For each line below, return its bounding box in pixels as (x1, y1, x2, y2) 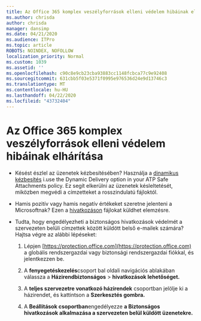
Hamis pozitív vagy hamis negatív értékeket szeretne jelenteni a (14, 200, 172, 207)
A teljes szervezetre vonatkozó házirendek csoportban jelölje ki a (23, 284, 188, 292)
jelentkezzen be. (23, 255, 65, 262)
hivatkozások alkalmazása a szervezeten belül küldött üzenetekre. (23, 309, 193, 316)
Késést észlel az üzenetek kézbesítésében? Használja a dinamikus (14, 169, 179, 176)
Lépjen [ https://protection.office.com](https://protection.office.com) (23, 242, 191, 250)
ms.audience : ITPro (6, 37, 55, 43)
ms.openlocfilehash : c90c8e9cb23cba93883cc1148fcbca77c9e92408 (6, 70, 167, 76)
